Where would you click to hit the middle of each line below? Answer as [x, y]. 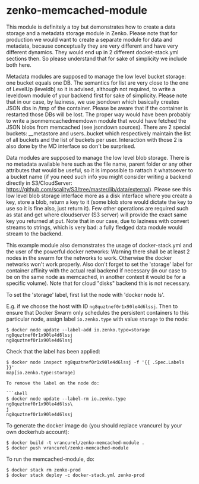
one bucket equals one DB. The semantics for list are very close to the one [97, 83]
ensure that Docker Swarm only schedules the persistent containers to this [97, 312]
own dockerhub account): [38, 432]
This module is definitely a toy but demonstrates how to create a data [91, 27]
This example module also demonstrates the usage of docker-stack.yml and [99, 245]
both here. [19, 65]
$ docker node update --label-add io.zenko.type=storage [78, 330]
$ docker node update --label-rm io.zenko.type [66, 399]
